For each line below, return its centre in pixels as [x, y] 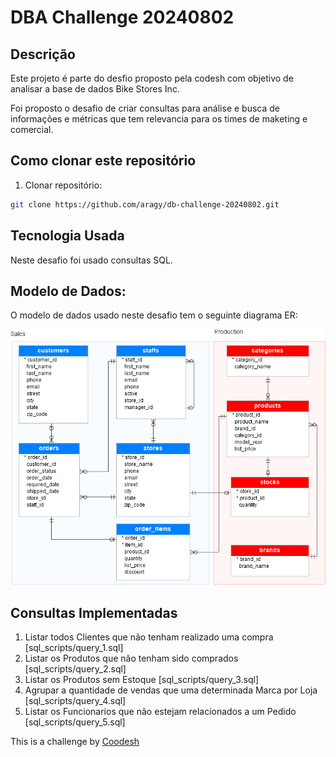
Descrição [43, 54]
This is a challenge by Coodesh [75, 742]
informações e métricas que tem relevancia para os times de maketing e [159, 119]
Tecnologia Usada [67, 236]
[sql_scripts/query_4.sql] [75, 701]
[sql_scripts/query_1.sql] [74, 648]
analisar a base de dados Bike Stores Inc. [95, 89]
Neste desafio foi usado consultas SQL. [91, 260]
